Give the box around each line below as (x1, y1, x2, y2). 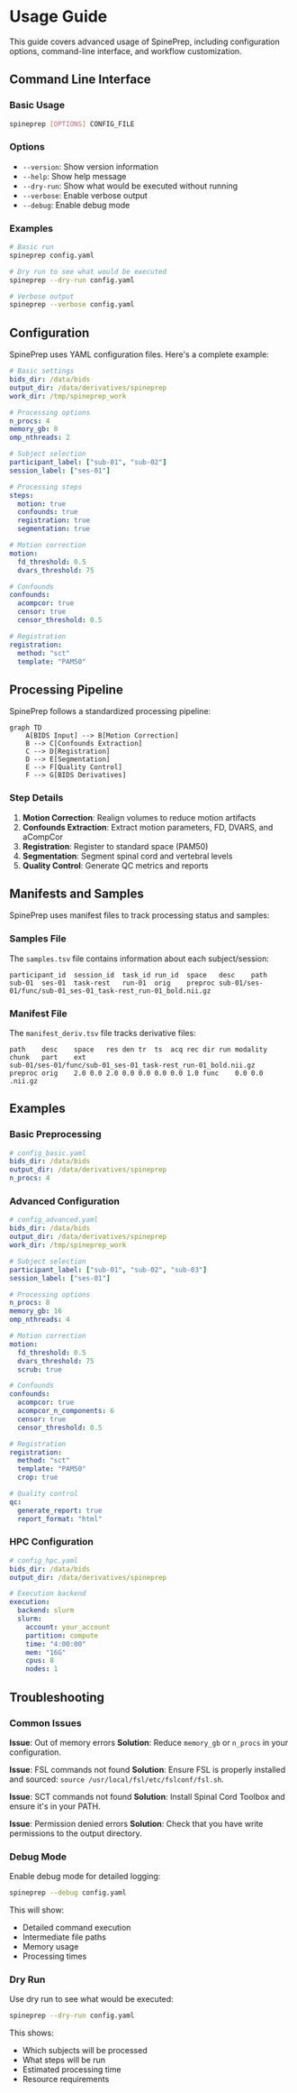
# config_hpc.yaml (9, 1556, 78, 1565)
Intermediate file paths (22, 1932, 106, 1942)
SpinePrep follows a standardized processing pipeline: (9, 706, 211, 717)
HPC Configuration (9, 1536, 94, 1548)
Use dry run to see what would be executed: (9, 1994, 174, 2005)
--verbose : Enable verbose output (22, 189, 148, 200)
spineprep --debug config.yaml (9, 1888, 127, 1897)
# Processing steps (9, 482, 83, 491)
